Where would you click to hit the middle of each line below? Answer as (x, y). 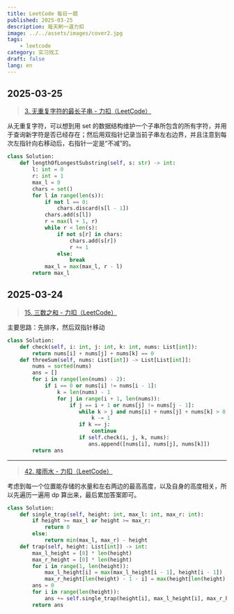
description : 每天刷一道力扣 (46, 26)
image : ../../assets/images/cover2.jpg (65, 33)
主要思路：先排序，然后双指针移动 (56, 327)
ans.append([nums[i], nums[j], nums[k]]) (149, 444)
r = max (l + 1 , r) (71, 221)
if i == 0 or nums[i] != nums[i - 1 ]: (101, 386)
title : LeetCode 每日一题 (43, 14)
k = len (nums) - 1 (84, 392)
